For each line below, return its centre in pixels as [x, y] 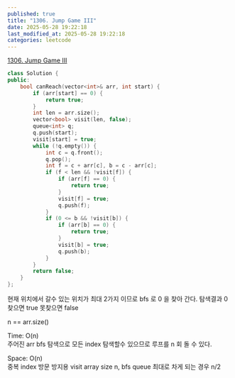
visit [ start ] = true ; [65, 139]
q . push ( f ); [74, 205]
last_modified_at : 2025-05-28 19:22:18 [66, 34]
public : [19, 80]
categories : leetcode [39, 40]
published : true [31, 14]
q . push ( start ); [55, 133]
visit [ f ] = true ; [84, 199]
